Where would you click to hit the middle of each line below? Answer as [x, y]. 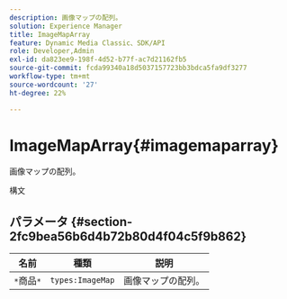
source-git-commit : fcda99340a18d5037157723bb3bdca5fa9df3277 [128, 68]
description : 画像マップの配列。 [66, 18]
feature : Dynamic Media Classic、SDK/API [87, 43]
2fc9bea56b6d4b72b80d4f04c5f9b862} [128, 236]
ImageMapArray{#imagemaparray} [144, 145]
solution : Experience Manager [66, 26]
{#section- [102, 222]
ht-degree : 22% [38, 93]
